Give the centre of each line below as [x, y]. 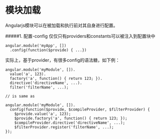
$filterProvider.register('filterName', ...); [64, 127]
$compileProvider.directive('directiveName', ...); [70, 123]
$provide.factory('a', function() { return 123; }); [71, 118]
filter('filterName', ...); [39, 87]
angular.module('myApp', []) [36, 45]
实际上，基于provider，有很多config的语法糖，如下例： [63, 60]
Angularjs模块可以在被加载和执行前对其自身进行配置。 [62, 25]
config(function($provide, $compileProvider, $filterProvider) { [80, 109]
